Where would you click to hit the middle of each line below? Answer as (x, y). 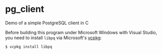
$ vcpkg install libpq (29, 47)
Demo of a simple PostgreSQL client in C (47, 23)
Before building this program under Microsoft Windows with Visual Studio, (81, 32)
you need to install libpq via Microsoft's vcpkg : (54, 38)
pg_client (25, 9)
